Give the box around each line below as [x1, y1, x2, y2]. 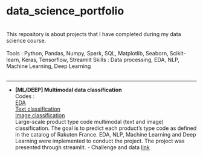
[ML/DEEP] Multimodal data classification [14, 86, 122, 93]
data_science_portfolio [6, 4, 124, 18]
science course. [6, 37, 47, 44]
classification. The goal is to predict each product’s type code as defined [14, 125, 197, 132]
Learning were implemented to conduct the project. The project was [14, 137, 185, 144]
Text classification [14, 105, 60, 112]
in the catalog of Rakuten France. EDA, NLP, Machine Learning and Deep [14, 131, 196, 138]
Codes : [14, 92, 35, 100]
